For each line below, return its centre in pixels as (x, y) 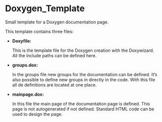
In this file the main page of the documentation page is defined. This (81, 103)
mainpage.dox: (28, 94)
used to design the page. (37, 114)
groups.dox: (25, 65)
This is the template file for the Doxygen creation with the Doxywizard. (83, 50)
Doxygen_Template (45, 9)
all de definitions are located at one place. (54, 85)
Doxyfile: (22, 41)
